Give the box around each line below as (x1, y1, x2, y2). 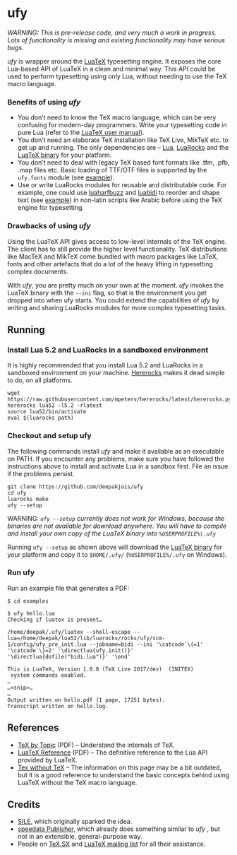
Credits (7, 798, 41, 810)
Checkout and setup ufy (7, 431, 92, 441)
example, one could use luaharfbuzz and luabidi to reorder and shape (17, 189, 220, 197)
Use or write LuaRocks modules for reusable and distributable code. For (17, 181, 227, 189)
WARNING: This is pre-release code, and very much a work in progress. (7, 28, 217, 37)
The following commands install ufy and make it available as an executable (7, 447, 224, 455)
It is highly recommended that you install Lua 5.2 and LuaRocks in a (7, 361, 203, 370)
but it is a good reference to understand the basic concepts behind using (17, 770, 230, 779)
